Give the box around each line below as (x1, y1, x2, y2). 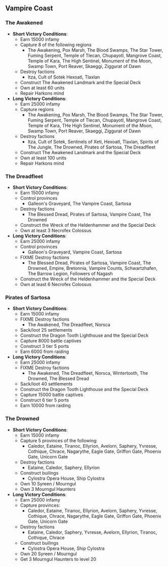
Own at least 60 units (20, 85, 65, 91)
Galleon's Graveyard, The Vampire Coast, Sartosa (27, 200, 132, 206)
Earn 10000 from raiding (20, 403, 71, 409)
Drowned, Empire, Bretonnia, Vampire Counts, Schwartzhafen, (27, 265, 158, 271)
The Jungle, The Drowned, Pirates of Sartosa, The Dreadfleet (27, 144, 156, 150)
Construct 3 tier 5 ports (20, 343, 69, 349)
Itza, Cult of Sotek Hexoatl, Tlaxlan (27, 74, 100, 80)
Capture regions (20, 106, 54, 112)
